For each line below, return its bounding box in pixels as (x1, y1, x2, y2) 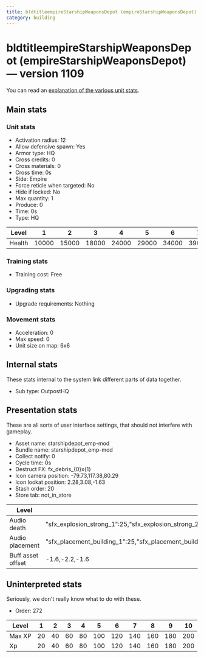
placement (9, 541, 40, 550)
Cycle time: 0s (15, 459, 52, 466)
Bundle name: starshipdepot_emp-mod (15, 446, 114, 453)
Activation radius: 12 (15, 136, 66, 144)
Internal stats (6, 360, 58, 370)
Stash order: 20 (15, 485, 55, 492)
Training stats (6, 257, 49, 265)
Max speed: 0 (15, 335, 50, 343)
